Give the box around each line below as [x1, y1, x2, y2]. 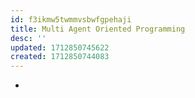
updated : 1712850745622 [10, 42, 110, 53]
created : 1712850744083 [10, 52, 110, 62]
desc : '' [10, 33, 47, 43]
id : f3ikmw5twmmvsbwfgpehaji [10, 14, 132, 25]
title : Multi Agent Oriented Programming [10, 24, 186, 34]
